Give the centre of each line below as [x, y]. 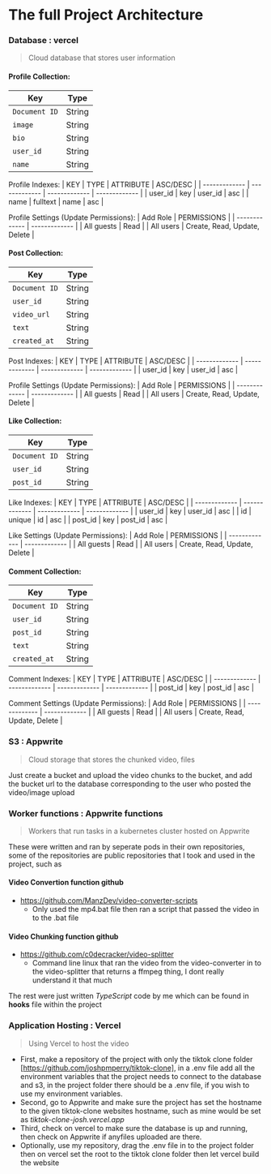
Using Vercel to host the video [78, 1043]
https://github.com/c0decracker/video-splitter [97, 954]
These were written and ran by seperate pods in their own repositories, [127, 846]
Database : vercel [44, 41]
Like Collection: [35, 421]
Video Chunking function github [64, 936]
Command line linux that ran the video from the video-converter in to [146, 963]
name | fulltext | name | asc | [56, 201]
